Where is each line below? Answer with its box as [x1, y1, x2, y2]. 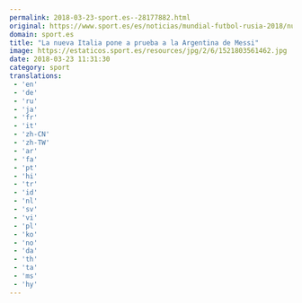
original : [9, 22, 47, 30]
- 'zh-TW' [13, 138, 50, 147]
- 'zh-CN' [13, 130, 50, 139]
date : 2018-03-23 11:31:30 [9, 55, 111, 64]
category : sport [9, 64, 70, 73]
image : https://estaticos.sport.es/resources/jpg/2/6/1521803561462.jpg [9, 47, 288, 56]
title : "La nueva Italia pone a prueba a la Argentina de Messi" [9, 38, 259, 48]
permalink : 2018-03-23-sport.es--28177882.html [9, 13, 191, 22]
